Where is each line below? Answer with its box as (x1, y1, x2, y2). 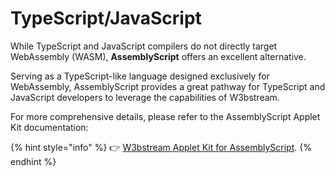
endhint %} (10, 155, 57, 167)
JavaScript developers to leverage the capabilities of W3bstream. (10, 91, 280, 103)
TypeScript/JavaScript (10, 7, 202, 30)
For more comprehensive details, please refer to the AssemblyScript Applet (10, 110, 321, 122)
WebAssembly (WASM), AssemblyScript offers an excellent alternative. (10, 50, 307, 62)
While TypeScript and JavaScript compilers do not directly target (10, 40, 278, 52)
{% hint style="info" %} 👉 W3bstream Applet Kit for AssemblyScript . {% (10, 141, 312, 153)
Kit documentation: (10, 121, 89, 133)
